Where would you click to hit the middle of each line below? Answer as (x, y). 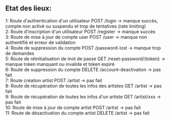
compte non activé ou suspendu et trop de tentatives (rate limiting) (76, 26)
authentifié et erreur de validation (40, 42)
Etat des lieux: (29, 8)
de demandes (20, 53)
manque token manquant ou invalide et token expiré (60, 64)
